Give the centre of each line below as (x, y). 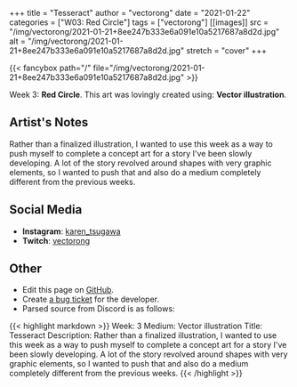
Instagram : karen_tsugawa (72, 231)
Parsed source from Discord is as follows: (98, 309)
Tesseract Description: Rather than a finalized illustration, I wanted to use (143, 335)
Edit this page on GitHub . (68, 290)
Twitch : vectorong (56, 240)
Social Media (46, 210)
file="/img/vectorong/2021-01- (149, 68)
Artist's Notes (49, 122)
